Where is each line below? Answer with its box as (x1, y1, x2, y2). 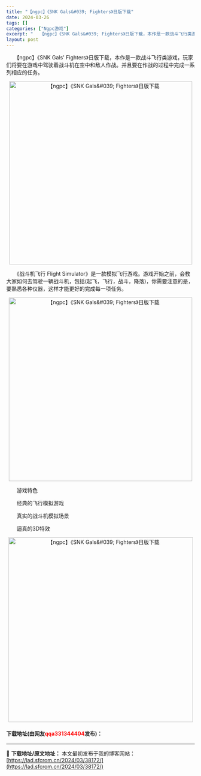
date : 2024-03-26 (6, 14, 50, 20)
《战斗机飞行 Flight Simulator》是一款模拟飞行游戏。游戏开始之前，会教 (16, 270, 190, 277)
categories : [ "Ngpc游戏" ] (6, 25, 69, 32)
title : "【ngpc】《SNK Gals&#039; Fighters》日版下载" (6, 8, 134, 15)
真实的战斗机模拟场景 (16, 512, 69, 519)
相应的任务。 (11, 69, 43, 76)
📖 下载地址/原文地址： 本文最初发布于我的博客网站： (6, 750, 136, 757)
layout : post (6, 37, 39, 43)
